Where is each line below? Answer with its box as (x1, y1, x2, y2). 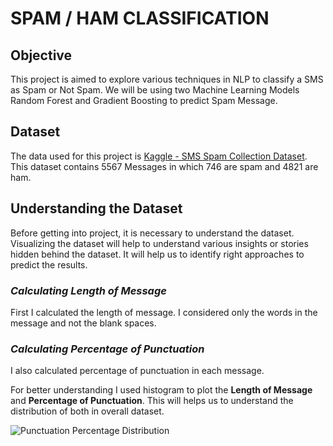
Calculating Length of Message (10, 283, 167, 297)
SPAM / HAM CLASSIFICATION (10, 7, 270, 30)
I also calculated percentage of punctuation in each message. (10, 365, 265, 377)
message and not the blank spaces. (10, 317, 157, 329)
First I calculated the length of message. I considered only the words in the (10, 306, 318, 318)
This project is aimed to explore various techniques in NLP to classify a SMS (10, 73, 324, 85)
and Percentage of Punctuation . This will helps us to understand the (10, 395, 294, 407)
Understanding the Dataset (10, 200, 183, 217)
